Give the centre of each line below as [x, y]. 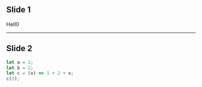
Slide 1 [19, 10]
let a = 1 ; [20, 62]
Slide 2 [20, 49]
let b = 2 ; [20, 68]
